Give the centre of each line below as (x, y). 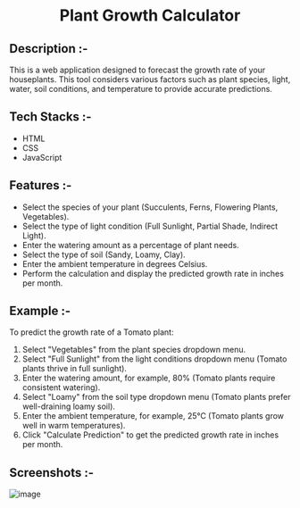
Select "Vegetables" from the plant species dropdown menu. (134, 350)
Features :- (41, 185)
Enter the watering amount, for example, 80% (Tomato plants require (149, 378)
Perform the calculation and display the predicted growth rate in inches (153, 273)
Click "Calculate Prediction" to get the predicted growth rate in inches (150, 435)
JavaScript (42, 157)
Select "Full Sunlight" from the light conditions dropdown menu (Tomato (154, 359)
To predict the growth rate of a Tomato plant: (92, 332)
